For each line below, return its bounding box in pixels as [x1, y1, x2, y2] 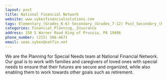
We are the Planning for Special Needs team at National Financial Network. [5, 53, 158, 59]
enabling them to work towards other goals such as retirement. [5, 69, 134, 75]
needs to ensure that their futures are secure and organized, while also [5, 64, 151, 70]
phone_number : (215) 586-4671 [5, 35, 68, 40]
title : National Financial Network [5, 12, 79, 17]
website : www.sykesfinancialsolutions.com [5, 16, 94, 21]
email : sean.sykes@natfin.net [5, 40, 68, 45]
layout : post [5, 7, 32, 12]
